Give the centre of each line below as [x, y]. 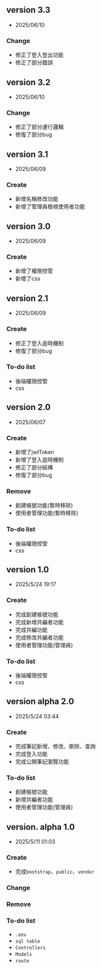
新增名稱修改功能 [37, 199]
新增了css [28, 279]
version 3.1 [27, 154]
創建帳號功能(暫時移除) [44, 506]
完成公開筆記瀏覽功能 [42, 762]
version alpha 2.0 [40, 701]
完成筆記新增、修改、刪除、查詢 [55, 747]
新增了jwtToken [35, 452]
